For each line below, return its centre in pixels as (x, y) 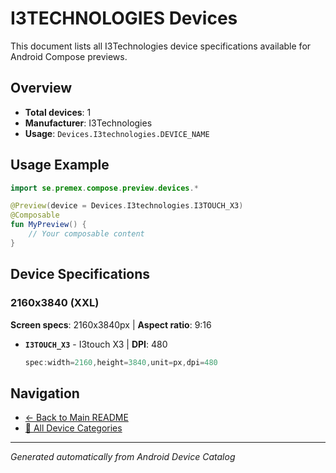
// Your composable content (86, 234)
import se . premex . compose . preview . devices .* (104, 188)
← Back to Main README (76, 418)
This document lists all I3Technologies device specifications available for (161, 46)
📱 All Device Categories (73, 428)
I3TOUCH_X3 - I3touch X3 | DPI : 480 (96, 344)
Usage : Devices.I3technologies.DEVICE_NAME (117, 133)
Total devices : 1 (58, 112)
